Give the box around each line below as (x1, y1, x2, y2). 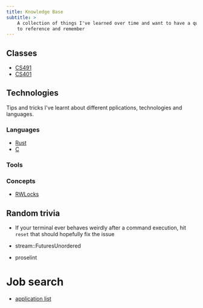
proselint (14, 254, 37, 261)
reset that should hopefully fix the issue (14, 231, 115, 238)
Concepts (6, 177, 36, 185)
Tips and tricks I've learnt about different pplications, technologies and (6, 104, 182, 111)
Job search (6, 275, 64, 289)
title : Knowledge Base (6, 8, 63, 15)
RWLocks (14, 191, 39, 198)
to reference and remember (17, 25, 85, 32)
